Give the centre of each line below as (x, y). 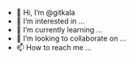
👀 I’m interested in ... (50, 21)
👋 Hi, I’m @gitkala (45, 13)
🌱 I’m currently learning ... (59, 30)
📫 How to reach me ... (54, 47)
